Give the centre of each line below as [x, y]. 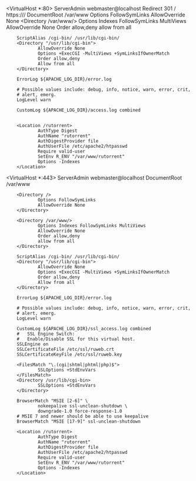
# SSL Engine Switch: [46, 334]
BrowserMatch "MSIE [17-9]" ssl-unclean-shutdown [79, 422]
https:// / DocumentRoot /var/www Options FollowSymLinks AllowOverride [96, 15]
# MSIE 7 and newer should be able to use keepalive [83, 416]
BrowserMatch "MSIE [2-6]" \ [52, 401]
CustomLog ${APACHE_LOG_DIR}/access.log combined [79, 110]
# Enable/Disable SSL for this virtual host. [76, 339]
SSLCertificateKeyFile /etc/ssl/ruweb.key [69, 354]
